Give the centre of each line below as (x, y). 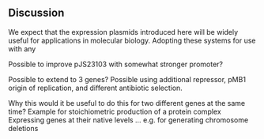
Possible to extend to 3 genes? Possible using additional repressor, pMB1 (127, 79)
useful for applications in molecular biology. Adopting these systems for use (132, 40)
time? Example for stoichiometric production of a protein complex (115, 111)
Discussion (36, 13)
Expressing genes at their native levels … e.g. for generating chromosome (128, 120)
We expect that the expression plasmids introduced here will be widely (123, 32)
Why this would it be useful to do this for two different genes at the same (127, 103)
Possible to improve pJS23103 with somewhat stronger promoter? (116, 64)
